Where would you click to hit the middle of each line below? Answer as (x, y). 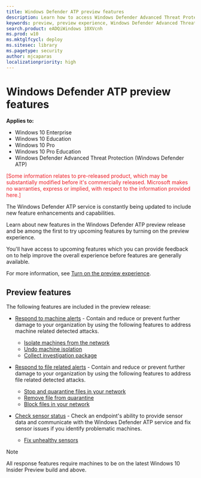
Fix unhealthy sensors (51, 440)
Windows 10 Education (43, 139)
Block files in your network (57, 404)
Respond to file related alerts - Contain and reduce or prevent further (100, 367)
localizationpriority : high (41, 62)
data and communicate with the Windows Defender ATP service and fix (103, 422)
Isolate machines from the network (67, 343)
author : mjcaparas (29, 56)
